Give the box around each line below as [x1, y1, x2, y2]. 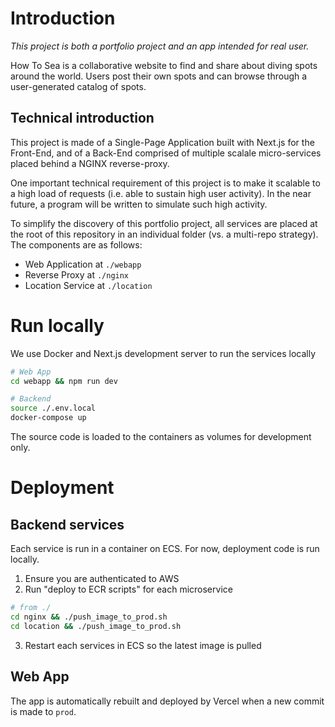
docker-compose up [10, 413, 87, 423]
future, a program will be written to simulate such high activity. [10, 198, 268, 210]
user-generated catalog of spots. [10, 80, 147, 92]
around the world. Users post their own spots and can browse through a [10, 70, 308, 82]
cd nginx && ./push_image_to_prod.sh [10, 612, 168, 622]
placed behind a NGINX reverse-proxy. [10, 157, 170, 169]
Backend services [10, 516, 125, 533]
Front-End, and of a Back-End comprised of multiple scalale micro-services [10, 147, 322, 159]
